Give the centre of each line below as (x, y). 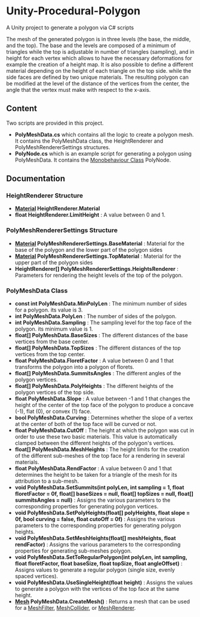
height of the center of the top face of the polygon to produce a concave (104, 405)
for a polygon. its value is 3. (49, 310)
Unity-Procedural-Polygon (73, 11)
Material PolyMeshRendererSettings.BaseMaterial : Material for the (100, 243)
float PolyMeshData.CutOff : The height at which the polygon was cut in (104, 430)
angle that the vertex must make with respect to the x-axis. (79, 90)
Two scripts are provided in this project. (55, 123)
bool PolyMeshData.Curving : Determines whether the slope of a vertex (104, 418)
